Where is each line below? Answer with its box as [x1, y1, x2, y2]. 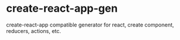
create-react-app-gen [6, 2, 118, 15]
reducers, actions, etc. [6, 27, 61, 34]
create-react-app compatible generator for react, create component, [6, 21, 174, 28]
